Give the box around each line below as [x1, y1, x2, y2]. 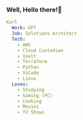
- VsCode [17, 70, 39, 76]
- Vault [17, 53, 36, 59]
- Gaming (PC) [17, 92, 53, 99]
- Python [17, 64, 39, 70]
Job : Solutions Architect [12, 30, 78, 37]
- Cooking [17, 98, 42, 104]
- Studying [17, 87, 45, 93]
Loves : [12, 81, 28, 87]
